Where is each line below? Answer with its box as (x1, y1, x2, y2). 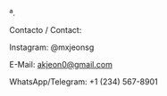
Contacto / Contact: (9, 25, 82, 35)
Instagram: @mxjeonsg (9, 42, 95, 52)
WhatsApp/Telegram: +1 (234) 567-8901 (9, 76, 158, 87)
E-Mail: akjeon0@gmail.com (9, 60, 113, 69)
